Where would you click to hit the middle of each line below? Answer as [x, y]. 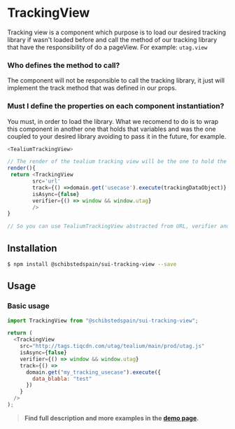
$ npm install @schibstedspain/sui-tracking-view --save [92, 264]
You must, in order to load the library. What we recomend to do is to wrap [113, 121]
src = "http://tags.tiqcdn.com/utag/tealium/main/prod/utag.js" [112, 346]
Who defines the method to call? [64, 65]
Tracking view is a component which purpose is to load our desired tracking [116, 32]
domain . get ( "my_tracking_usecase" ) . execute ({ [93, 372]
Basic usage [29, 306]
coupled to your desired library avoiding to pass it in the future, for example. [117, 136]
